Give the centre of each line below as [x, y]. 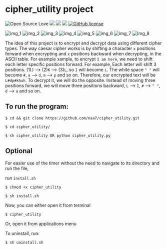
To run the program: [37, 107]
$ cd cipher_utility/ [28, 127]
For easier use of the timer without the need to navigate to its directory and [82, 163]
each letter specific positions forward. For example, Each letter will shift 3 [81, 64]
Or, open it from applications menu [41, 223]
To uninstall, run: [22, 233]
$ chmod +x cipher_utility [33, 187]
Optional [19, 151]
